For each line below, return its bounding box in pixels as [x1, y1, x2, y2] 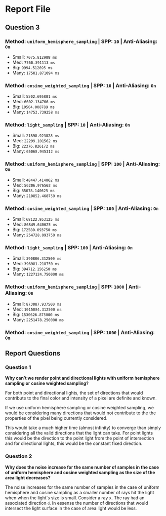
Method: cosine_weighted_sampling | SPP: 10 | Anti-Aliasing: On [5, 82, 157, 89]
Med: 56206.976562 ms [12, 182, 58, 188]
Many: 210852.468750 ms [12, 193, 62, 198]
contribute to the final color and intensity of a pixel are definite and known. [5, 395, 157, 401]
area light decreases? [5, 475, 51, 480]
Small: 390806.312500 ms [12, 255, 62, 261]
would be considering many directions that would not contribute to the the [5, 410, 156, 416]
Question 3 [5, 23, 40, 32]
